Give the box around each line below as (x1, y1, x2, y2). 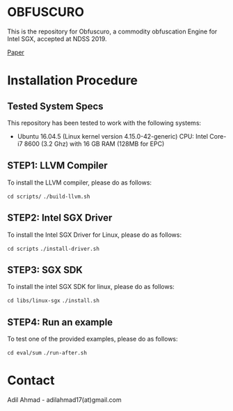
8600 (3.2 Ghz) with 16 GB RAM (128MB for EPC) (24, 139, 165, 148)
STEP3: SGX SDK (7, 264, 83, 276)
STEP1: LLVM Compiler (7, 160, 108, 171)
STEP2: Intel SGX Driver (7, 212, 113, 224)
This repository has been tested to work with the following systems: (7, 118, 202, 127)
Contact (7, 373, 55, 389)
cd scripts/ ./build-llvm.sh (7, 193, 90, 200)
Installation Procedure (7, 72, 138, 88)
